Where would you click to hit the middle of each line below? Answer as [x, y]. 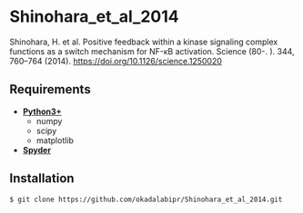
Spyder [37, 150]
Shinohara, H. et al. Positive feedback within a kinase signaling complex [144, 42]
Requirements [50, 89]
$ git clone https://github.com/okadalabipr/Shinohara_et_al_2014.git [146, 199]
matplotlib [55, 140]
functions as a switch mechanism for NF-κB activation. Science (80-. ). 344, [152, 51]
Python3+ [42, 111]
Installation [42, 179]
